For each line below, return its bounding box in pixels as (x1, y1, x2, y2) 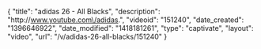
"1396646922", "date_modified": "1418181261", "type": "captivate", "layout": (7, 24, 254, 32)
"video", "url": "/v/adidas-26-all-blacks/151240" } (7, 32, 168, 41)
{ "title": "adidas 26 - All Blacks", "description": (7, 7, 161, 16)
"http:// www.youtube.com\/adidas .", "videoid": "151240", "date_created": (7, 15, 244, 24)
